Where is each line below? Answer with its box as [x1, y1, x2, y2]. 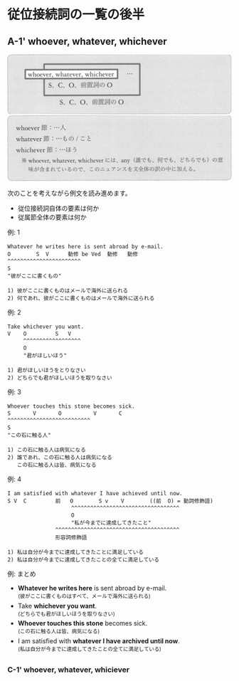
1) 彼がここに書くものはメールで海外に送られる [7, 287, 129, 295]
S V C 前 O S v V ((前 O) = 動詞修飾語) [7, 497, 213, 505]
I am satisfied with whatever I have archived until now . [17, 637, 180, 645]
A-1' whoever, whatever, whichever [7, 35, 167, 47]
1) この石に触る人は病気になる [7, 446, 87, 454]
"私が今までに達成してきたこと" [70, 519, 152, 527]
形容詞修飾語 [55, 534, 87, 542]
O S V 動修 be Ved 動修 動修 [7, 250, 139, 258]
